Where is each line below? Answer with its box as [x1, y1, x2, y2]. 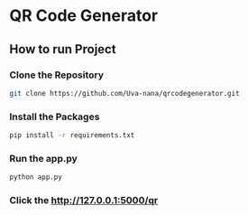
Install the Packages [9, 110, 100, 123]
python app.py [9, 173, 63, 182]
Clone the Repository [9, 69, 105, 81]
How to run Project [9, 42, 116, 57]
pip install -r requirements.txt [9, 131, 135, 140]
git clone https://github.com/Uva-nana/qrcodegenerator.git [9, 89, 241, 98]
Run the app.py [9, 152, 78, 164]
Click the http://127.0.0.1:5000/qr [9, 194, 159, 207]
